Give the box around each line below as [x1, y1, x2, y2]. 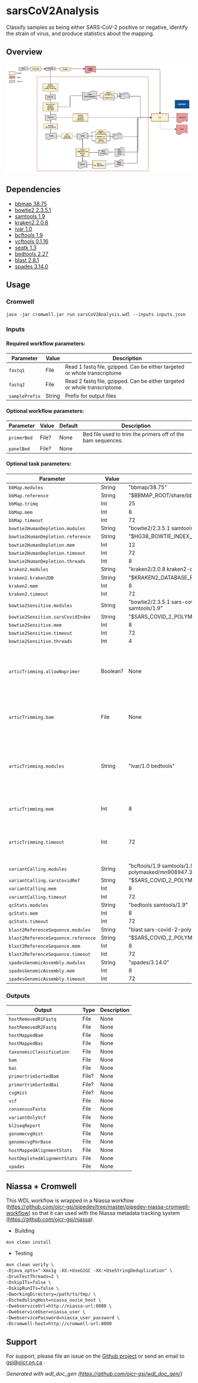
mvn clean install [6, 1240, 51, 1246]
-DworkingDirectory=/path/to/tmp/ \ [6, 1292, 96, 1297]
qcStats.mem [8, 911, 38, 916]
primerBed [8, 435, 33, 441]
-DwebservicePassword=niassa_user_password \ [6, 1315, 120, 1321]
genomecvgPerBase [8, 1139, 51, 1145]
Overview [6, 47, 43, 57]
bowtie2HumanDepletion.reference [8, 534, 91, 540]
